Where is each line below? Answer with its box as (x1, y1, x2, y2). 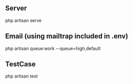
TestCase (5, 60, 36, 68)
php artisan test (5, 73, 38, 79)
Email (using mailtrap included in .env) (5, 32, 128, 41)
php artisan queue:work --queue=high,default (5, 45, 101, 51)
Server (5, 4, 27, 13)
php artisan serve (5, 17, 42, 23)
